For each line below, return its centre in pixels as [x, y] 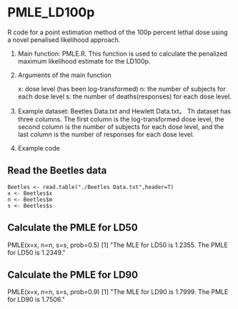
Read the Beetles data [57, 171]
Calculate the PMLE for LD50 [73, 228]
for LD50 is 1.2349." [36, 252]
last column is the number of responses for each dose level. [106, 134]
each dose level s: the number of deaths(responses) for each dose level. [125, 96]
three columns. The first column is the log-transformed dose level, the [121, 119]
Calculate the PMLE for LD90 [73, 274]
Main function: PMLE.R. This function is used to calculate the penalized [122, 54]
